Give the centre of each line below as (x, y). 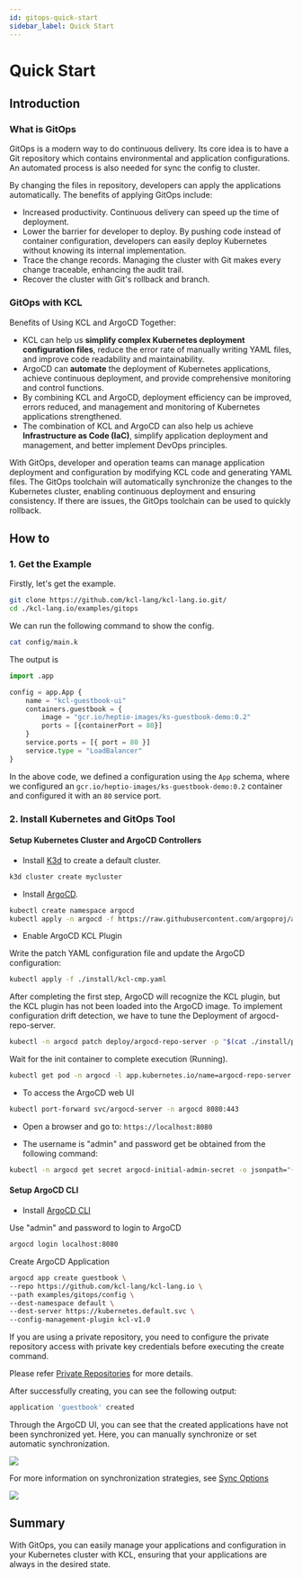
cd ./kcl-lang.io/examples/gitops (74, 609)
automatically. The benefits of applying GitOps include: (111, 195)
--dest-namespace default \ (62, 1303)
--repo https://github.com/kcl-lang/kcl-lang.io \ (106, 1286)
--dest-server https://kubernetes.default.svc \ (102, 1312)
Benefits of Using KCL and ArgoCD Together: (93, 322)
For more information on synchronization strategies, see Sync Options (139, 1478)
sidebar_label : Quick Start (62, 26)
